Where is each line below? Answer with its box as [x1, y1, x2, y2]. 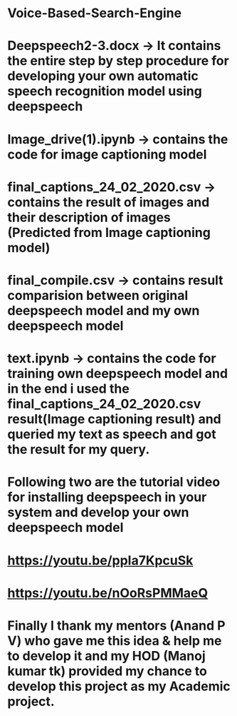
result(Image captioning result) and [7, 411, 222, 428]
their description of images [7, 209, 171, 226]
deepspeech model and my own [7, 302, 200, 318]
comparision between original [7, 287, 189, 303]
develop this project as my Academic [7, 678, 231, 694]
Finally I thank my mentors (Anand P [7, 617, 226, 633]
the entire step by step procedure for [7, 53, 229, 69]
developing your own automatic [7, 68, 199, 84]
